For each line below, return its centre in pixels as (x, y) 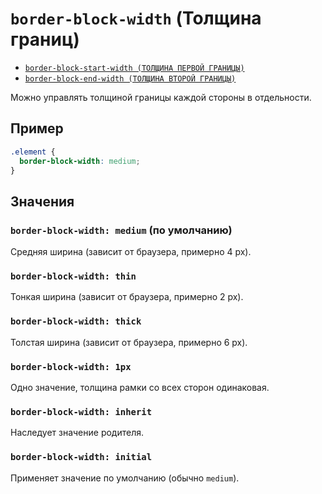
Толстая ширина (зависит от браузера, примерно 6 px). (129, 342)
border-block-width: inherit (81, 411)
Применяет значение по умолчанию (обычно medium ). (125, 478)
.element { (33, 152)
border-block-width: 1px (71, 366)
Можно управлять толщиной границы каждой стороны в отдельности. (161, 97)
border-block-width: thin (73, 276)
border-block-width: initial (81, 457)
